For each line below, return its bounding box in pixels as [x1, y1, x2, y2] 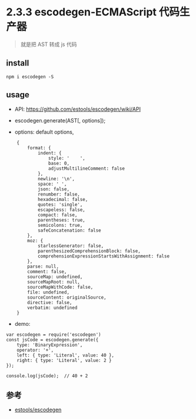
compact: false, [37, 212, 78, 218]
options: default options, [14, 128, 74, 136]
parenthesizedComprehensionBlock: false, [37, 248, 141, 254]
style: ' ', [48, 155, 85, 161]
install [6, 58, 29, 68]
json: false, [37, 186, 69, 192]
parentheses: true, [37, 217, 85, 223]
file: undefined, [27, 289, 69, 295]
